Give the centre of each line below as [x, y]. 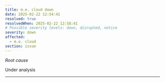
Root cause [17, 60]
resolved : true [21, 19]
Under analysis [20, 70]
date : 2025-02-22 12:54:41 [33, 14]
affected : [15, 37]
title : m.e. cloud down [29, 10]
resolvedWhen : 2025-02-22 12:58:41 [41, 23]
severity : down [21, 32]
